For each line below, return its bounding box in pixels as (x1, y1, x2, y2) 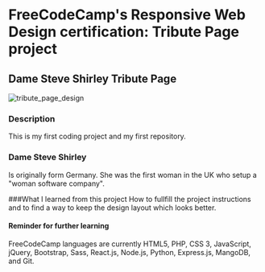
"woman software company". (8, 179, 105, 188)
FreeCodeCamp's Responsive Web (8, 6, 246, 24)
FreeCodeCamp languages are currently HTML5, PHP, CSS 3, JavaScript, (8, 239, 252, 249)
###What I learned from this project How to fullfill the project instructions (8, 194, 251, 204)
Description (8, 113, 56, 124)
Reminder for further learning (8, 221, 110, 231)
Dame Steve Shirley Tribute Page (8, 72, 177, 85)
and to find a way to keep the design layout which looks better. (8, 203, 217, 212)
